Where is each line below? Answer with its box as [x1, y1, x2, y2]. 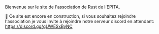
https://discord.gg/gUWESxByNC [5, 23, 73, 29]
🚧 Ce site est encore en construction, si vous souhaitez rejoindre [5, 13, 136, 19]
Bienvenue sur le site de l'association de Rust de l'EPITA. [5, 4, 120, 10]
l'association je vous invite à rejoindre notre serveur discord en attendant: [5, 19, 154, 24]
